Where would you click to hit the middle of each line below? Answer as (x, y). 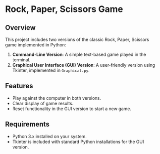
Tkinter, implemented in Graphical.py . (51, 70)
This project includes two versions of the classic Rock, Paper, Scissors (77, 39)
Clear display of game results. (43, 103)
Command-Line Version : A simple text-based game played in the (79, 54)
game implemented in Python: (36, 45)
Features (19, 86)
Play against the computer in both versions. (57, 98)
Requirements (27, 124)
